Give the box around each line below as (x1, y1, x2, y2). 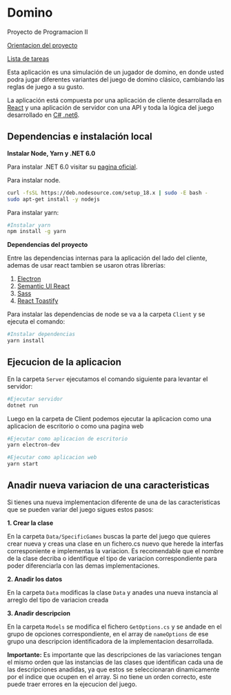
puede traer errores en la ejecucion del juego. (7, 680, 137, 688)
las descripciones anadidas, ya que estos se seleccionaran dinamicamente (7, 665, 220, 674)
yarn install (7, 337, 45, 344)
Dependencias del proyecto (7, 241, 88, 249)
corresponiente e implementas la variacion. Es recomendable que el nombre (7, 546, 224, 555)
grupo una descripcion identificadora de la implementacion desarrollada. (7, 637, 214, 645)
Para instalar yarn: (7, 208, 59, 216)
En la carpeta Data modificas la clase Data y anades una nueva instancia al (7, 588, 219, 596)
